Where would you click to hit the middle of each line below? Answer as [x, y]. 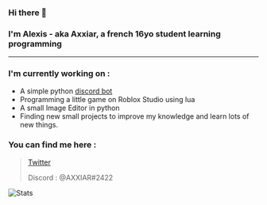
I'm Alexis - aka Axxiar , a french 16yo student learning [114, 33]
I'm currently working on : [59, 74]
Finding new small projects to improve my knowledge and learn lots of [134, 116]
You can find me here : [52, 145]
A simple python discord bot [66, 91]
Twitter [39, 162]
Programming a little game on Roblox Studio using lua [107, 99]
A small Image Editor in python [70, 108]
